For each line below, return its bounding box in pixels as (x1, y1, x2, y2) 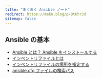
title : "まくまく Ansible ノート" (5, 7, 70, 12)
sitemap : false (5, 16, 36, 21)
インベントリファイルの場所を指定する (12, 61, 89, 67)
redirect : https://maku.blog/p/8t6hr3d (5, 12, 86, 17)
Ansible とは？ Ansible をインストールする (12, 49, 98, 55)
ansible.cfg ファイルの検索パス (12, 68, 75, 74)
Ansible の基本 (5, 35, 50, 44)
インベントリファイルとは (12, 56, 64, 61)
